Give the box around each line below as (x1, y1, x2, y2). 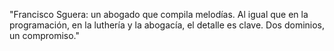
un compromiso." (9, 30, 80, 41)
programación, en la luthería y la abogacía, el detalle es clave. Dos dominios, (9, 19, 326, 31)
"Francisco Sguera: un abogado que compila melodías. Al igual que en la (9, 9, 309, 20)
